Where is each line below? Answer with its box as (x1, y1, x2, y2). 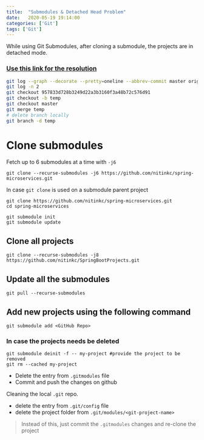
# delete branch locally (6, 112, 69, 118)
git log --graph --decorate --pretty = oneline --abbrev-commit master (6, 78, 186, 84)
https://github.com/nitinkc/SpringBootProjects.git (6, 257, 140, 264)
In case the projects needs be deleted (6, 336, 120, 345)
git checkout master (6, 101, 59, 107)
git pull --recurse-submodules (6, 290, 86, 296)
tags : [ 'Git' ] (6, 26, 42, 32)
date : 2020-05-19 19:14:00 (6, 15, 80, 21)
